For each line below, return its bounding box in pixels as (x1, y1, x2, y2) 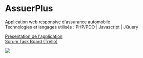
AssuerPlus (5, 3, 53, 14)
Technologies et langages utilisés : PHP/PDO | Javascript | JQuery (5, 24, 139, 29)
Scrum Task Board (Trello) (5, 38, 58, 44)
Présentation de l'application (5, 33, 62, 39)
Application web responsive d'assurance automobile (5, 19, 111, 25)
